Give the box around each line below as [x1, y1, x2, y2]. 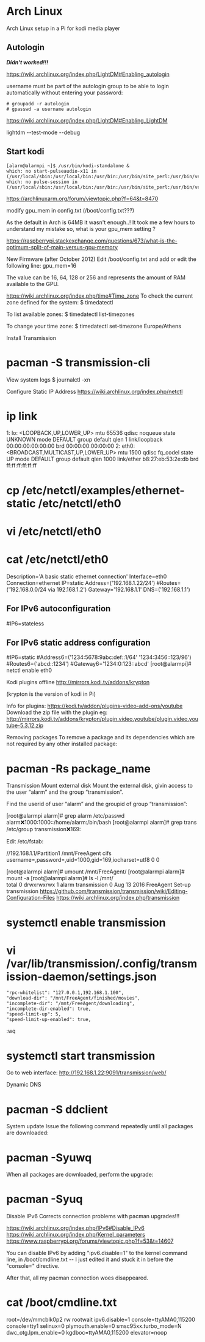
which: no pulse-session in [6, 179, 78, 185]
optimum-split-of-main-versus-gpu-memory [6, 243, 118, 251]
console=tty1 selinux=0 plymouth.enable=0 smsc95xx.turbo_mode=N [6, 1322, 182, 1330]
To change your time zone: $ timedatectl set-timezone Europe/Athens [6, 322, 182, 330]
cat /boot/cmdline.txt [6, 1295, 117, 1310]
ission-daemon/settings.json [6, 970, 157, 984]
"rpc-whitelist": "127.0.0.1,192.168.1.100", [6, 990, 124, 996]
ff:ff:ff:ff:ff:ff [6, 462, 37, 469]
